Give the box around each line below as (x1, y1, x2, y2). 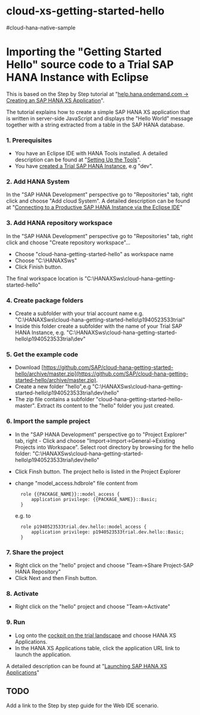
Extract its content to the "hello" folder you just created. (37, 402, 175, 409)
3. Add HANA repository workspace (6, 219, 113, 227)
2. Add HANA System (6, 178, 70, 186)
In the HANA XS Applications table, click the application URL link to (14, 644, 180, 651)
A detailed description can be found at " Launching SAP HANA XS (6, 662, 168, 669)
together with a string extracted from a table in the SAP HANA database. (6, 121, 184, 128)
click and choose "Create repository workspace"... (6, 239, 131, 246)
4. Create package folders (6, 296, 84, 304)
